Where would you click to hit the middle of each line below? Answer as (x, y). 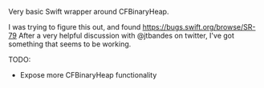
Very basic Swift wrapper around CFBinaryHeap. (89, 12)
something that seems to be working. (70, 44)
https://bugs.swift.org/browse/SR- (199, 27)
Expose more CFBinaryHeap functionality (88, 75)
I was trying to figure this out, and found (75, 27)
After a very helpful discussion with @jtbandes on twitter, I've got (127, 36)
